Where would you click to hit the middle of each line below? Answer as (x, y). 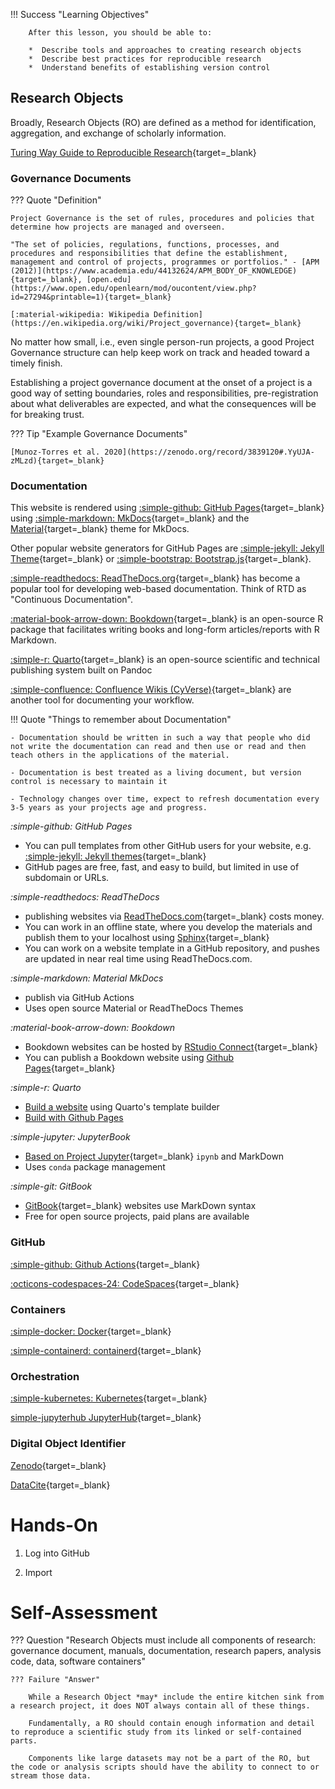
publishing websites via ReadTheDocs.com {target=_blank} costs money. (174, 916)
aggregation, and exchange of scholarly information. (118, 133)
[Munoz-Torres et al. (55, 452)
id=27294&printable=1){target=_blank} (91, 297)
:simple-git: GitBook (51, 1186)
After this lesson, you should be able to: (120, 33)
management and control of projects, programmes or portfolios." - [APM (165, 262)
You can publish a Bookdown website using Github (129, 1058)
